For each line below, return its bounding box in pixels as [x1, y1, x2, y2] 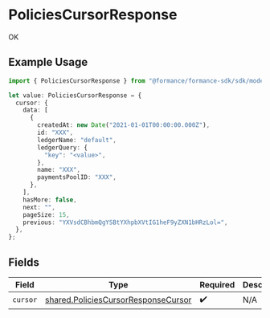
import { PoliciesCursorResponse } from [8, 76, 146, 85]
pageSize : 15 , [22, 210, 70, 218]
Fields [8, 255, 40, 269]
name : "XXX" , [37, 166, 81, 174]
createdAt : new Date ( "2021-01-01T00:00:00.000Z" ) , [37, 121, 211, 129]
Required [199, 279, 235, 290]
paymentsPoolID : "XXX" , [37, 173, 117, 181]
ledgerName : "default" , [37, 136, 117, 144]
